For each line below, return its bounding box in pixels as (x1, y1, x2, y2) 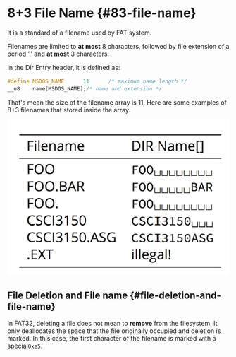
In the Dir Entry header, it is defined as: (7, 63, 120, 71)
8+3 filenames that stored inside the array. (7, 105, 131, 114)
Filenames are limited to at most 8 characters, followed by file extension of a (7, 42, 230, 50)
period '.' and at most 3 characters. (7, 49, 110, 58)
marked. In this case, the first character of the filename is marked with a (7, 334, 216, 343)
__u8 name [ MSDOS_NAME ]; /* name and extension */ (7, 85, 162, 93)
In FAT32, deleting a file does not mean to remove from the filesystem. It (7, 320, 218, 328)
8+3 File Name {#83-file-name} (7, 5, 197, 21)
